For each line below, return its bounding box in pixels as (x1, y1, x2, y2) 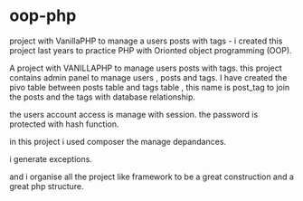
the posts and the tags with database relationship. (9, 91, 196, 102)
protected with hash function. (9, 119, 119, 129)
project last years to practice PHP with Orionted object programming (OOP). (9, 44, 292, 55)
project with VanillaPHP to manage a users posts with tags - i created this (9, 35, 283, 46)
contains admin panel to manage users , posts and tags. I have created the (9, 72, 288, 82)
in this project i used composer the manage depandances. (9, 136, 227, 147)
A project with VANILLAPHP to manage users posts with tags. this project (9, 62, 282, 73)
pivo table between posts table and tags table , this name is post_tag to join (9, 81, 290, 92)
